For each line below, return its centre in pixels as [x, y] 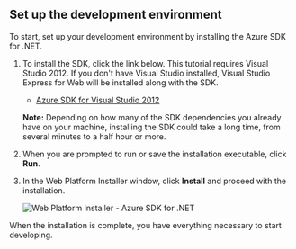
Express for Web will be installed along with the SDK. [120, 82]
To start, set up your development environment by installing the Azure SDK [148, 36]
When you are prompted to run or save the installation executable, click [154, 154]
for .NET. [26, 46]
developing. [31, 235]
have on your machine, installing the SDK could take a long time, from [151, 127]
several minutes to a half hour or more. [94, 136]
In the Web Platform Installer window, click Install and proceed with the [154, 181]
